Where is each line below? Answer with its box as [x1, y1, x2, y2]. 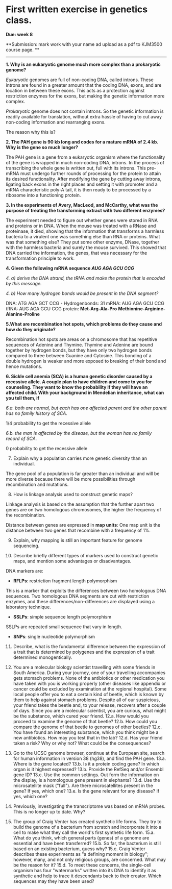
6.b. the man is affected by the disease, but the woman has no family [6, 430, 152, 436]
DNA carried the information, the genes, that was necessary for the [6, 250, 148, 256]
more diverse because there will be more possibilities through [6, 476, 136, 482]
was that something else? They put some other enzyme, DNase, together [6, 239, 160, 245]
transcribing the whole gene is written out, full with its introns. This [6, 165, 146, 171]
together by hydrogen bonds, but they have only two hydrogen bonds [6, 347, 152, 353]
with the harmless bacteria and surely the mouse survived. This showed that [6, 244, 166, 251]
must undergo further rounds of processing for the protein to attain [20, 170, 161, 177]
